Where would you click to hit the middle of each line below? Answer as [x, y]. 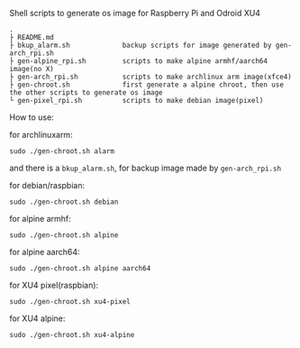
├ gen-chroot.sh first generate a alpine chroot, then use [146, 85]
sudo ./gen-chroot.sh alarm [62, 151]
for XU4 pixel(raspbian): [54, 285]
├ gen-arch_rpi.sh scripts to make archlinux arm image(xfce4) [151, 77]
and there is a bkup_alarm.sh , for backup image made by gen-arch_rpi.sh [145, 168]
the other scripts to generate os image [86, 93]
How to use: [32, 117]
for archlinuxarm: [41, 135]
